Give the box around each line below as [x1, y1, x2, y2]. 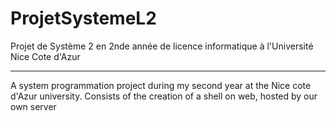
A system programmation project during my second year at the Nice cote [10, 79, 312, 91]
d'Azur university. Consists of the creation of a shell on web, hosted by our [10, 90, 318, 102]
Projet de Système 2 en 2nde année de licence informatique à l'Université [10, 40, 314, 52]
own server [10, 100, 57, 112]
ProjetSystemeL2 [10, 7, 157, 30]
